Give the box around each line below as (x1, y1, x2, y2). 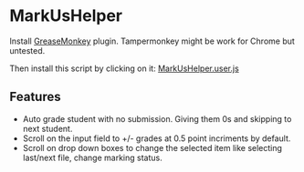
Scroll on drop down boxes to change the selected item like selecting (22, 142, 283, 153)
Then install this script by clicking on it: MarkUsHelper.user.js (9, 63, 239, 74)
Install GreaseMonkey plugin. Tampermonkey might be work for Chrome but (9, 35, 295, 46)
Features (9, 89, 61, 105)
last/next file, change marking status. (22, 152, 162, 163)
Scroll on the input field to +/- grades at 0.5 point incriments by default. (22, 133, 291, 144)
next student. (22, 123, 73, 134)
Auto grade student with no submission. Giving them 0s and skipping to (22, 113, 292, 124)
